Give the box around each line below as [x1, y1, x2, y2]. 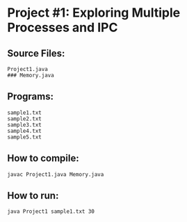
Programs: [7, 90, 54, 102]
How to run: [7, 190, 59, 202]
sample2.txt [7, 115, 42, 122]
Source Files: [7, 47, 65, 59]
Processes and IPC [7, 19, 118, 35]
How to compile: [7, 152, 79, 164]
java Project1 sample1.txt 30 [7, 208, 95, 215]
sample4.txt [7, 127, 42, 134]
